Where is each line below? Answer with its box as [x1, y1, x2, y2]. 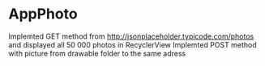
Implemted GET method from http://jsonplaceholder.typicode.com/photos [8, 31, 254, 41]
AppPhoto [8, 5, 79, 23]
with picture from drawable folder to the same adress [8, 48, 186, 58]
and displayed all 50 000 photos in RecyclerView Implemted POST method [8, 39, 257, 49]
